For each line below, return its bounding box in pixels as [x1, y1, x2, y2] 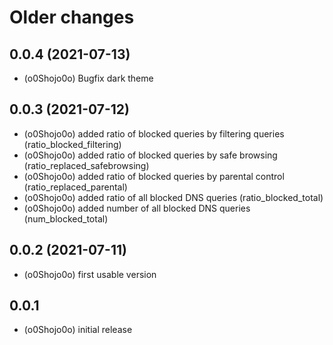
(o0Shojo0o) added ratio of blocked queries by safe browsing [23, 149, 278, 161]
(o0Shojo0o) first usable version [23, 268, 157, 280]
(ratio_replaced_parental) [23, 181, 128, 193]
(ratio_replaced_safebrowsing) [23, 159, 150, 171]
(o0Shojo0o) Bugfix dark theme [23, 72, 154, 84]
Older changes [9, 6, 135, 29]
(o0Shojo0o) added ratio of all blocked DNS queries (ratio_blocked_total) [23, 191, 324, 203]
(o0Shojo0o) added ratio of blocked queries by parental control [23, 170, 285, 182]
